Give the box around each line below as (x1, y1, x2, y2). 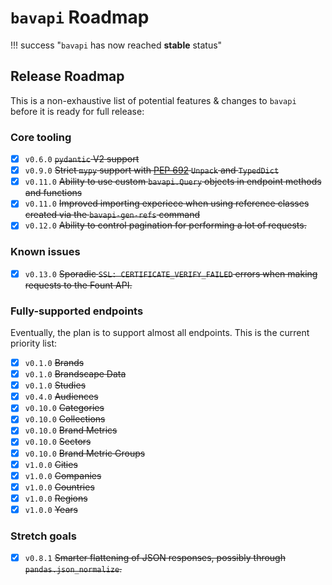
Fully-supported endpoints (10, 304, 144, 318)
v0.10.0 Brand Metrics (24, 424, 118, 436)
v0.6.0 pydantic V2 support (24, 153, 140, 165)
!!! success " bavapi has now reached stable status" (10, 39, 223, 51)
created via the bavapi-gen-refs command (24, 209, 201, 221)
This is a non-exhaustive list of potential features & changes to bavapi (10, 94, 297, 106)
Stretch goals (10, 529, 77, 543)
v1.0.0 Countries (24, 481, 95, 493)
